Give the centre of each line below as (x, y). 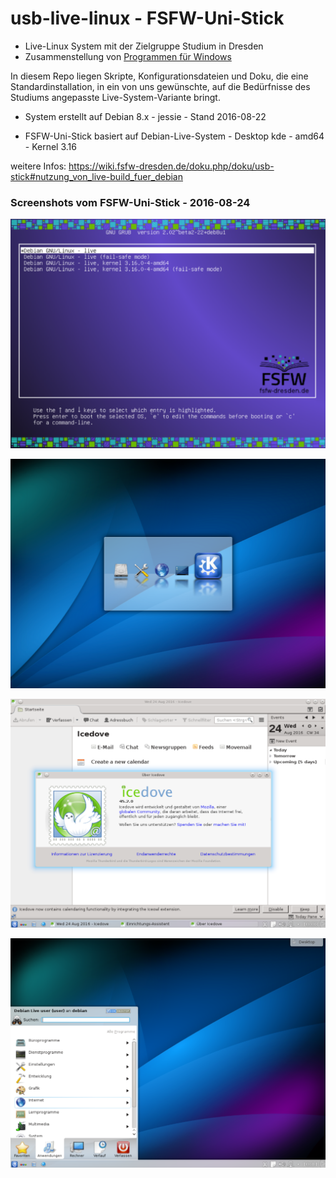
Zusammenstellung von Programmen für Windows (128, 56)
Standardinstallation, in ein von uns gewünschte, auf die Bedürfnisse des (160, 86)
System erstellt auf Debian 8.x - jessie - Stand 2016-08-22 (145, 116)
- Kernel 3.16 (50, 146)
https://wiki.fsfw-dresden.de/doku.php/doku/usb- (171, 166)
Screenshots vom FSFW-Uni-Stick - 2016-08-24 (130, 202)
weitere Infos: (38, 166)
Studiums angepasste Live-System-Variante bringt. (115, 97)
